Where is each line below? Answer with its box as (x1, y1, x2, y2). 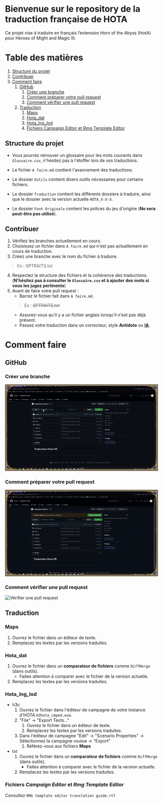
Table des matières (5, 52, 83, 63)
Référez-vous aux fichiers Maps (26, 743, 91, 749)
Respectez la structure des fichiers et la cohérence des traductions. (12, 272, 148, 278)
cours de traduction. (12, 248, 53, 254)
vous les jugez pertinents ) (12, 283, 66, 288)
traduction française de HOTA (5, 14, 128, 25)
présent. (19, 317, 36, 323)
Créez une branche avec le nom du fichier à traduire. (12, 253, 118, 259)
